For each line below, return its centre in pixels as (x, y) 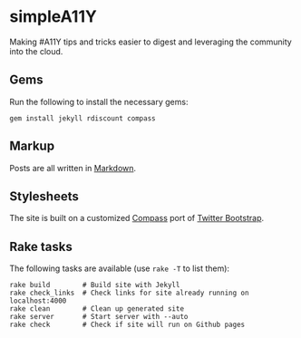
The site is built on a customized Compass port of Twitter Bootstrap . (137, 218)
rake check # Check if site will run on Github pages (127, 325)
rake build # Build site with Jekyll (95, 285)
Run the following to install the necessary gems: (99, 101)
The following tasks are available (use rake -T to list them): (119, 268)
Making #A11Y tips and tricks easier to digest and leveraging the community (150, 42)
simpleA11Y (53, 17)
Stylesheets (44, 196)
